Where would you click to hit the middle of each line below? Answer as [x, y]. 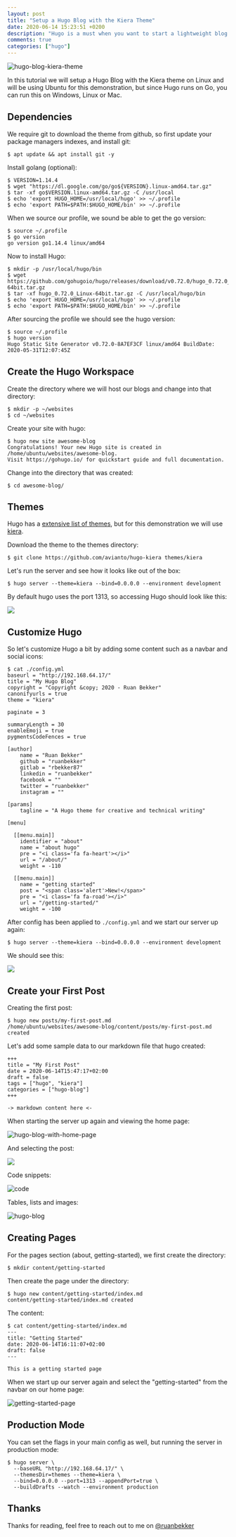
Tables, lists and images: [43, 1202]
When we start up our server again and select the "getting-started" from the [118, 1382]
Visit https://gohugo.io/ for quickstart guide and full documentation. [116, 460]
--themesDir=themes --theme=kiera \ [67, 1474]
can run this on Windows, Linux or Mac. [65, 95]
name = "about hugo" [50, 848]
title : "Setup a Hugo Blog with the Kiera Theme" [81, 20]
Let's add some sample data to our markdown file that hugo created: [106, 1046]
